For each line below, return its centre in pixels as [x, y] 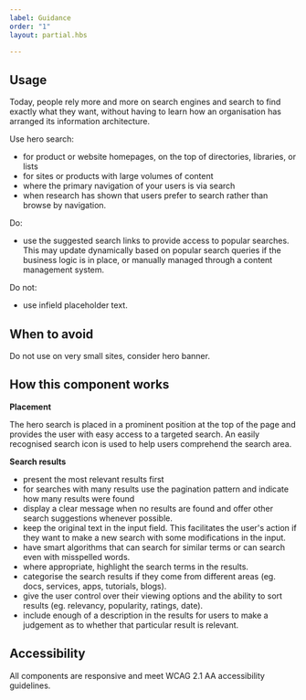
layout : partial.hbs [49, 35]
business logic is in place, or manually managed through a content [148, 260]
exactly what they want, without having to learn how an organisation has [145, 111]
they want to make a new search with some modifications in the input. [154, 537]
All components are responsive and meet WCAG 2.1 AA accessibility [137, 675]
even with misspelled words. [76, 557]
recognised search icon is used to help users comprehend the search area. [151, 443]
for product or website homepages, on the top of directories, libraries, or [159, 157]
